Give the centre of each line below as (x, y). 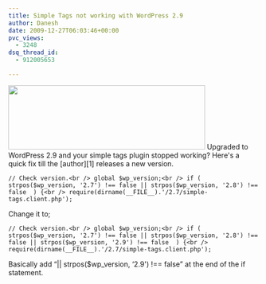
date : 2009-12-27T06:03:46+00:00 (64, 30)
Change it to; (29, 214)
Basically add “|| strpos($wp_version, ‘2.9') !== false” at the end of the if (127, 264)
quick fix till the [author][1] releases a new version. (91, 163)
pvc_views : (26, 38)
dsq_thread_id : (33, 53)
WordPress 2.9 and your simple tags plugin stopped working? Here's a (124, 155)
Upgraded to (227, 146)
